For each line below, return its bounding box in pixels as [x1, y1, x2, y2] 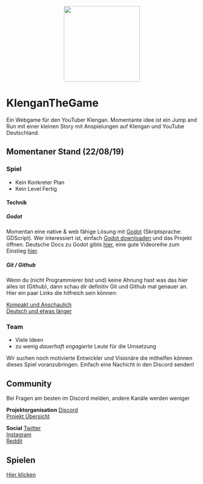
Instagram [6, 431, 32, 439]
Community [6, 379, 52, 389]
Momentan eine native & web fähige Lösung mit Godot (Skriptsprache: [6, 228, 182, 236]
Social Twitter [6, 425, 41, 432]
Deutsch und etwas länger [6, 308, 72, 315]
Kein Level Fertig [15, 185, 58, 192]
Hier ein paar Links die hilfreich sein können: [6, 290, 118, 297]
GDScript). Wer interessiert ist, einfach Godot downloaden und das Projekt [6, 234, 192, 242]
